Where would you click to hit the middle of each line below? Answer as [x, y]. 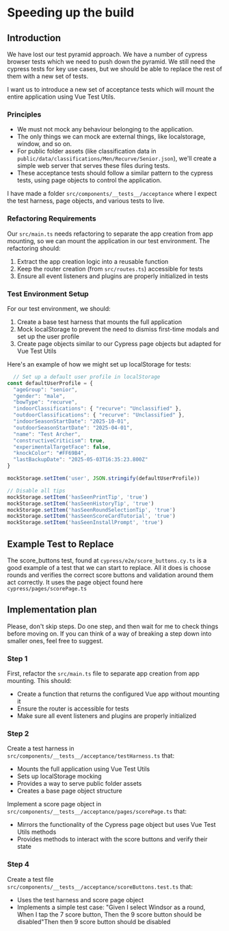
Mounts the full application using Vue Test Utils [83, 769]
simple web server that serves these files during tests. [93, 166]
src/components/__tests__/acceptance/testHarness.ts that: [91, 756]
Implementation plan [52, 610]
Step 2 [18, 733]
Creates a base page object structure [69, 791]
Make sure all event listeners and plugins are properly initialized [107, 716]
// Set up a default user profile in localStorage [87, 377]
